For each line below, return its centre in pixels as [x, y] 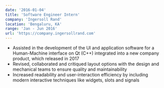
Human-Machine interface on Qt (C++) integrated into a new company [86, 53]
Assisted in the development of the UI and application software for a [84, 48]
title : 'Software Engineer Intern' [43, 15]
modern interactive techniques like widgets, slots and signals [76, 80]
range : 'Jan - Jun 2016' [31, 29]
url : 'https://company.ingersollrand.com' [50, 33]
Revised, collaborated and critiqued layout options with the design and [86, 64]
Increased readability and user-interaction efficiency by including [80, 75]
